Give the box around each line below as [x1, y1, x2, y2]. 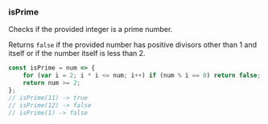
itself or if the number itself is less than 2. [8, 49, 146, 58]
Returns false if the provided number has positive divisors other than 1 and [8, 40, 258, 50]
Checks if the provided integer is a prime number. [8, 25, 173, 34]
